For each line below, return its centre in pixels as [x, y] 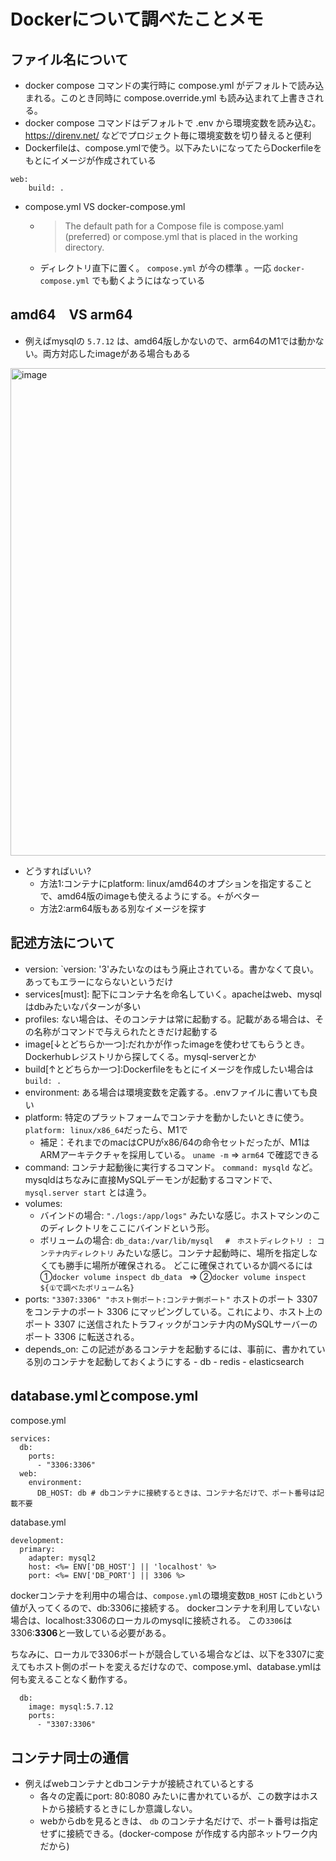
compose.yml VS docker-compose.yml [105, 206]
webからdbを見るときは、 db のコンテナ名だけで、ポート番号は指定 [179, 1821]
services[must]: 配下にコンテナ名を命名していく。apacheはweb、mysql [173, 994]
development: [37, 1541]
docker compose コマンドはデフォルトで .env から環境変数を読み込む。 [173, 123]
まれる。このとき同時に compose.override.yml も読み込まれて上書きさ [169, 98]
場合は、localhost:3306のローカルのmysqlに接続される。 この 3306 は [151, 1621]
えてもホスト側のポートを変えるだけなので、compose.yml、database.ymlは [166, 1667]
